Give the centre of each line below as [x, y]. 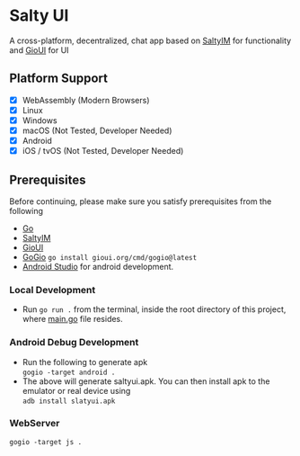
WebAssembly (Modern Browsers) [86, 100]
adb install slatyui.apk [69, 401]
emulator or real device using [76, 390]
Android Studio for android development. [98, 266]
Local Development [53, 290]
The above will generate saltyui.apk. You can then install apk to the [146, 381]
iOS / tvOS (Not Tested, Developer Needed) [103, 151]
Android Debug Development [74, 343]
